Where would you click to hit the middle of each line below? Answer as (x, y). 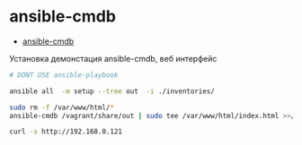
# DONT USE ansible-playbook (64, 75)
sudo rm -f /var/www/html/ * (62, 107)
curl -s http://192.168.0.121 (66, 132)
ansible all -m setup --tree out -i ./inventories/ (112, 91)
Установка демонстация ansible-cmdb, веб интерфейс (113, 58)
